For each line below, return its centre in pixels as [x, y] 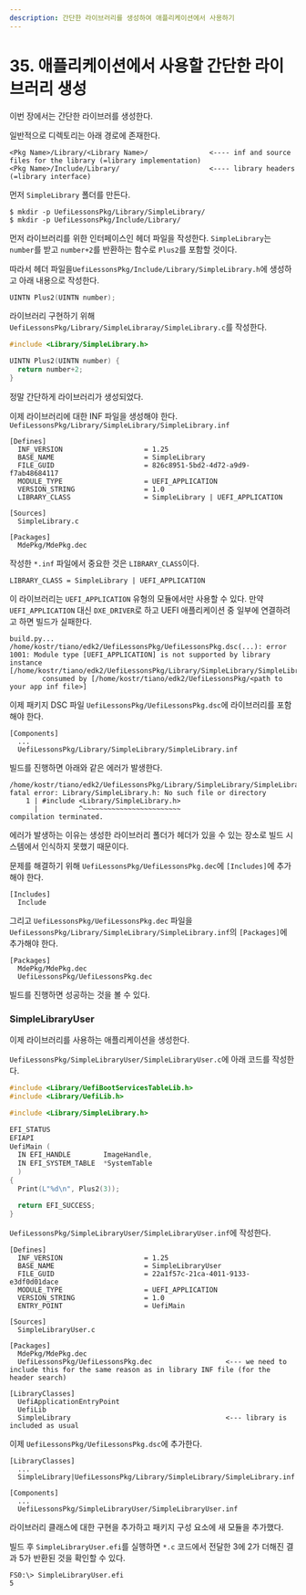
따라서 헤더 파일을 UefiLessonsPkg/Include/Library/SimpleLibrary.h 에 [139, 268]
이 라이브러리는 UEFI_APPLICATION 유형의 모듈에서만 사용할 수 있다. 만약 [137, 598]
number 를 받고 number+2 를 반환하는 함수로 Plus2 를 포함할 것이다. [123, 249]
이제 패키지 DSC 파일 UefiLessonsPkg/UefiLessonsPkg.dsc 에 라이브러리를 [142, 705]
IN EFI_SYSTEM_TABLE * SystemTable [85, 1164]
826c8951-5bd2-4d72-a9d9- [201, 465]
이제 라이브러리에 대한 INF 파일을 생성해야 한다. [93, 415]
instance [26, 663]
